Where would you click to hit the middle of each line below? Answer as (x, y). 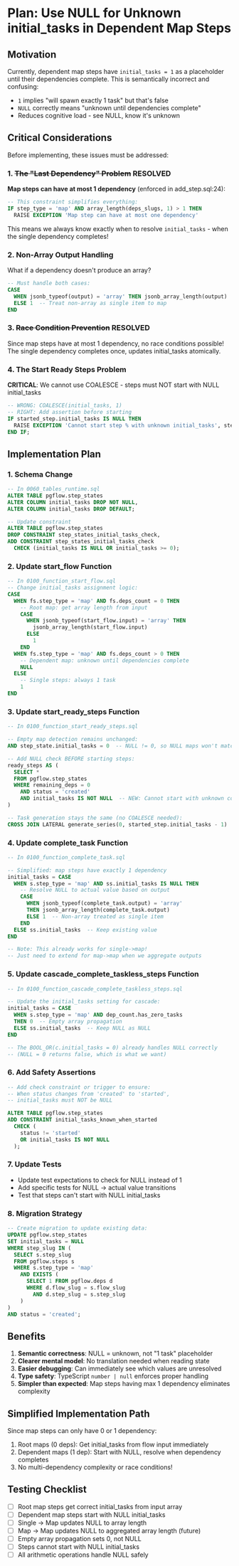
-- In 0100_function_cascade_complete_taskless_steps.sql (95, 989)
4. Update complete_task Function (68, 843)
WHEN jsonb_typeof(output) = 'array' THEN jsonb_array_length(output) (121, 297)
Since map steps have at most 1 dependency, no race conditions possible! (116, 343)
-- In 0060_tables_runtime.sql (54, 489)
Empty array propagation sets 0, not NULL (80, 1539)
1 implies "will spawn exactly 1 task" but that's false (93, 100)
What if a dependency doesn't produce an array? (79, 270)
